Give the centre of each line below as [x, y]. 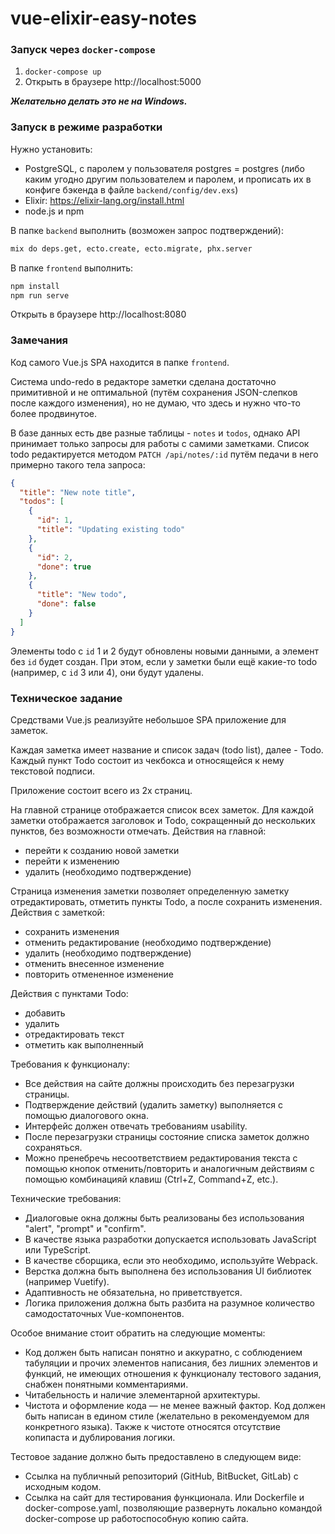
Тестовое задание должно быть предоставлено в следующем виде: [156, 1456]
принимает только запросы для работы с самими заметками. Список [160, 443]
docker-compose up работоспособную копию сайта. [136, 1518]
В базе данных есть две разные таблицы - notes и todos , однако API [155, 433]
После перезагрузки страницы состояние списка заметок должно [167, 1136]
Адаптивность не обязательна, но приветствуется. [133, 1292]
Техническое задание [66, 698]
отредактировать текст [74, 1034]
